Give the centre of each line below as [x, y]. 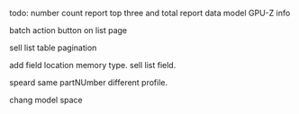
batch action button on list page [68, 30]
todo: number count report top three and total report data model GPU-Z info [150, 13]
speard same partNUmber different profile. [89, 83]
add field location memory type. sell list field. [93, 65]
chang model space [46, 100]
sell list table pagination [53, 48]
